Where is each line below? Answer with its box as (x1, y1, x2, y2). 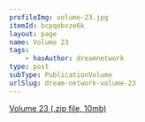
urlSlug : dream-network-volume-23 (9, 79, 137, 88)
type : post (9, 63, 50, 72)
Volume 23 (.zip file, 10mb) (9, 103, 107, 113)
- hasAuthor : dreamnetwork (25, 54, 125, 63)
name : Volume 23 (9, 37, 69, 47)
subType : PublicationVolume (9, 71, 113, 80)
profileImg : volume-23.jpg (9, 12, 109, 22)
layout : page (9, 29, 57, 38)
